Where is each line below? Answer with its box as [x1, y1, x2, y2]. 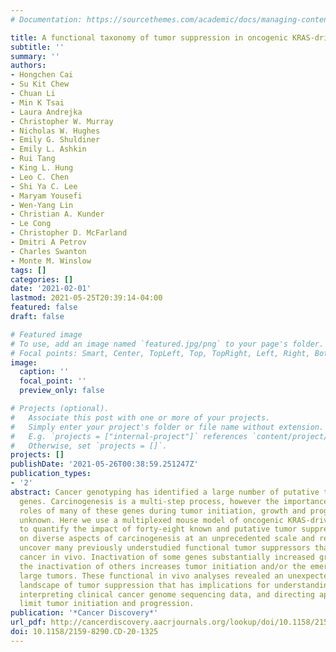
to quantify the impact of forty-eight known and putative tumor [19, 524, 298, 535]
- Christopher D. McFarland [10, 228, 128, 238]
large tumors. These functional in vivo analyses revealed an [19, 571, 284, 581]
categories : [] [10, 274, 74, 285]
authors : [10, 61, 47, 71]
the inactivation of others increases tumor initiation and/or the [19, 561, 307, 571]
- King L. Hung [10, 163, 74, 173]
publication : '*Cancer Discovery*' [10, 608, 159, 618]
